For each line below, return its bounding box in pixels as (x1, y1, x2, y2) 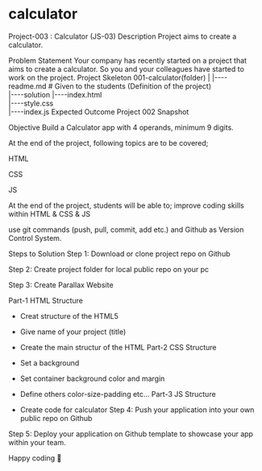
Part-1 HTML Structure (8, 295, 83, 305)
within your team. (8, 437, 66, 447)
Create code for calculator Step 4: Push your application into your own (19, 404, 255, 415)
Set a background (19, 357, 80, 367)
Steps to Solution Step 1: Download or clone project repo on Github (8, 249, 231, 258)
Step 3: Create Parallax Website (8, 279, 114, 290)
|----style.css (8, 98, 54, 108)
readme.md (8, 81, 47, 91)
